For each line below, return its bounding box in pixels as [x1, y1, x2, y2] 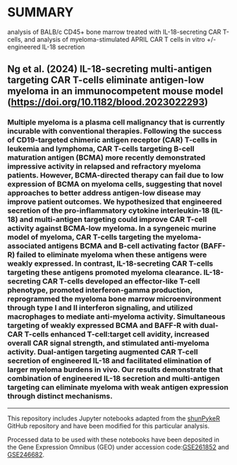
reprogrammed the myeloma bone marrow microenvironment [7, 294, 221, 304]
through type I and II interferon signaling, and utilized [7, 303, 193, 313]
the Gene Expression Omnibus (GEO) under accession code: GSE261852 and [7, 442, 229, 451]
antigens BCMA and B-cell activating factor [47, 241, 200, 251]
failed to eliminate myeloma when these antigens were [16, 250, 207, 260]
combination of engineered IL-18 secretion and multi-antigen [7, 374, 220, 384]
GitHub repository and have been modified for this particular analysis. [7, 421, 210, 430]
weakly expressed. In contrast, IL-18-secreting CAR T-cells [7, 259, 214, 269]
